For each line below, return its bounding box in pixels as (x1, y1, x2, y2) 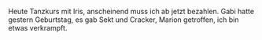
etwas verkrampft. (8, 24, 68, 32)
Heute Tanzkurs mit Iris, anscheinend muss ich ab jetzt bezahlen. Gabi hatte (8, 7, 254, 16)
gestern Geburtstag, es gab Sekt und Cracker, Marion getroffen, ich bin (8, 15, 239, 24)
